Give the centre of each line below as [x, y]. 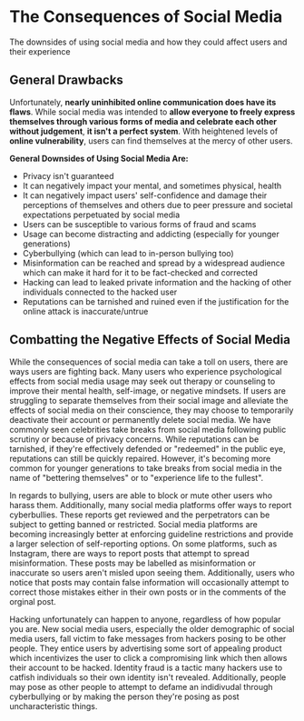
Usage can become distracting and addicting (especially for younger [151, 234]
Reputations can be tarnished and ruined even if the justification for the [156, 301]
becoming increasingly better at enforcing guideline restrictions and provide [152, 534]
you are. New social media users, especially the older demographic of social [152, 628]
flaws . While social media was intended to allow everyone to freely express [152, 112]
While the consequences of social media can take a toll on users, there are [149, 362]
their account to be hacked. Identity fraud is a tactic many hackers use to [146, 667]
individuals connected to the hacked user [100, 292]
